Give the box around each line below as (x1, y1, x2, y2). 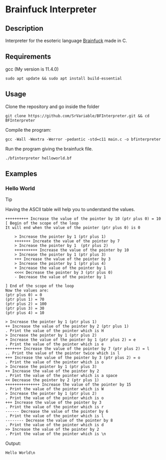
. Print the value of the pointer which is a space (5, 373, 117, 379)
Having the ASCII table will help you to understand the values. (5, 206, 135, 213)
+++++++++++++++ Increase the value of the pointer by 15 (5, 382, 131, 387)
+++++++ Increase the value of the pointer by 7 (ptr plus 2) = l (5, 346, 150, 351)
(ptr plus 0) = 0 (5, 292, 42, 298)
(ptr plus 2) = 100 (5, 301, 47, 307)
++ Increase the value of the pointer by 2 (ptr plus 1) (5, 324, 129, 329)
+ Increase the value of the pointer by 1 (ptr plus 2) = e (5, 337, 136, 343)
